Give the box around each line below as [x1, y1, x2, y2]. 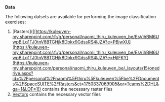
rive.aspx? [12, 70, 34, 76]
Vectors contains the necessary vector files [12, 91, 101, 97]
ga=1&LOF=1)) [12, 86, 41, 92]
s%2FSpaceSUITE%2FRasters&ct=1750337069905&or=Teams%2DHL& [12, 81, 159, 87]
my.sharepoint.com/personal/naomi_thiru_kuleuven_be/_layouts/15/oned [12, 65, 160, 71]
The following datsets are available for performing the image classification [5, 14, 156, 19]
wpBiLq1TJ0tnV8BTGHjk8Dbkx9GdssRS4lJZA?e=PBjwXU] [12, 39, 131, 45]
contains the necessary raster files [41, 86, 113, 92]
